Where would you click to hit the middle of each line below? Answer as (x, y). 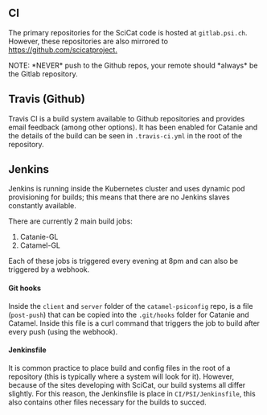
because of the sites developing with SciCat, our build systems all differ (127, 384)
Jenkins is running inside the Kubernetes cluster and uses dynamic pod (127, 189)
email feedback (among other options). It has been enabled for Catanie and (133, 127)
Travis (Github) (47, 99)
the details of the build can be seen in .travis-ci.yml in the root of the (125, 135)
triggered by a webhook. (49, 269)
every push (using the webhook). (63, 331)
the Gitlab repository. (43, 74)
